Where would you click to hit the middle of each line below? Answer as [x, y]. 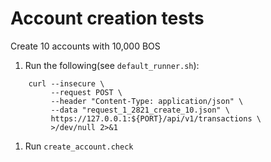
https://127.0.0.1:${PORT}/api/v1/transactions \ [156, 118]
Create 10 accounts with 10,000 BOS [85, 46]
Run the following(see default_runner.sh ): [112, 65]
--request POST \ [86, 92]
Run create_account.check [79, 146]
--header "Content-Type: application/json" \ [147, 101]
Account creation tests [107, 18]
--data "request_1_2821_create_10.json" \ [140, 110]
